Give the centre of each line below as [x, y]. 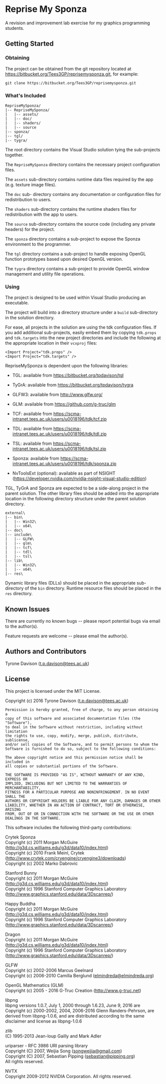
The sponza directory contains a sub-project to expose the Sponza [73, 239]
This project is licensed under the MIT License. [53, 691]
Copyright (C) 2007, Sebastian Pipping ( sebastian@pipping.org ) [70, 1056]
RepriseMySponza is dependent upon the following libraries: [67, 366]
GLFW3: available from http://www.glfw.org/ [57, 395]
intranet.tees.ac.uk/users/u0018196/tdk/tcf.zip [59, 419]
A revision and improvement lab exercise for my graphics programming [78, 23]
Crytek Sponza [20, 837]
